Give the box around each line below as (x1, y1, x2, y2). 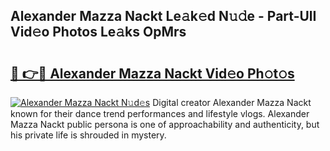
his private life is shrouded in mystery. (10, 129, 167, 141)
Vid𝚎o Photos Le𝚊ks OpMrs (10, 24, 187, 41)
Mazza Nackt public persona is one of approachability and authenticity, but (10, 119, 320, 130)
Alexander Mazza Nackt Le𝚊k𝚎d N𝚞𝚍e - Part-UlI (10, 8, 317, 25)
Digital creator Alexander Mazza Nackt (152, 97, 312, 108)
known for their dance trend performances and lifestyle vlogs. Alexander (10, 108, 310, 119)
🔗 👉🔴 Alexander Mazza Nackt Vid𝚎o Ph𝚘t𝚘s (10, 65, 295, 82)
